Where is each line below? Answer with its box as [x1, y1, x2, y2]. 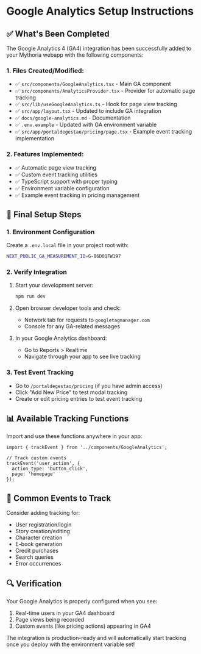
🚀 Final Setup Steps [6, 209, 82, 220]
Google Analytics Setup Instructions [6, 4, 194, 18]
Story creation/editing [15, 528, 70, 535]
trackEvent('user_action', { [6, 461, 80, 467]
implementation [15, 135, 55, 142]
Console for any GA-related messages [24, 323, 121, 330]
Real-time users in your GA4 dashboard [15, 609, 115, 617]
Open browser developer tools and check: [15, 304, 121, 312]
